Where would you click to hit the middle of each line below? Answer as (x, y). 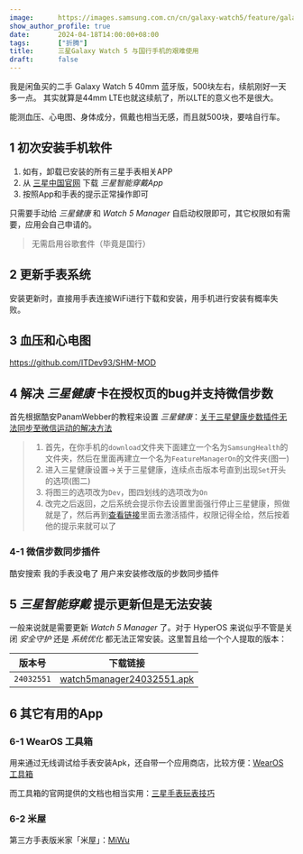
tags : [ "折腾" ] (49, 43)
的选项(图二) (68, 481)
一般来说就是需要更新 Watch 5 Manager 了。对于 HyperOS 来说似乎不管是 (147, 628)
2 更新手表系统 (50, 275)
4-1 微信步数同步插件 (55, 552)
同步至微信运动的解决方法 (64, 428)
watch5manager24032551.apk (127, 679)
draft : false (44, 60)
